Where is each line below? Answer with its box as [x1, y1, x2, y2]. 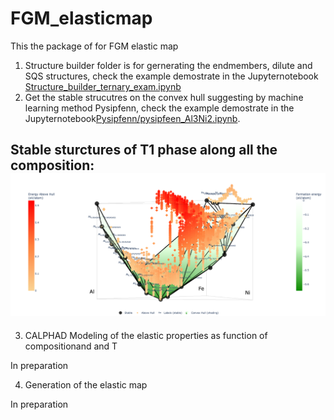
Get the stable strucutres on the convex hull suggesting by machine [24, 91, 304, 103]
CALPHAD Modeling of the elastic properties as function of [24, 329, 268, 341]
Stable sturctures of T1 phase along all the [10, 142, 278, 159]
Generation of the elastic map [24, 378, 148, 391]
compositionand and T [24, 340, 118, 352]
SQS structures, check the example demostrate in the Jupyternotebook [24, 70, 319, 82]
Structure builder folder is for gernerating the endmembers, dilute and [24, 59, 313, 71]
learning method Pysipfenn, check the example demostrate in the [24, 102, 295, 114]
